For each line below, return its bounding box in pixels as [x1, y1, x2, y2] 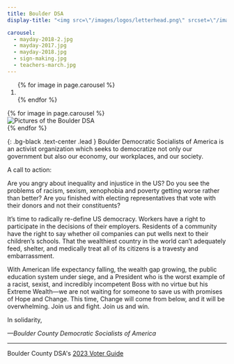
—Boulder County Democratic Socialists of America [7, 329, 157, 338]
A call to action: [7, 165, 52, 174]
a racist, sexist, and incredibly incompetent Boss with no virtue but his [7, 280, 208, 288]
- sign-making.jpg [13, 55, 68, 63]
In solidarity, [7, 315, 42, 324]
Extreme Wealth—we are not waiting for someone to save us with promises [7, 287, 223, 296]
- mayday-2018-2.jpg [13, 35, 73, 42]
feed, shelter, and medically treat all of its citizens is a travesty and [7, 244, 198, 253]
